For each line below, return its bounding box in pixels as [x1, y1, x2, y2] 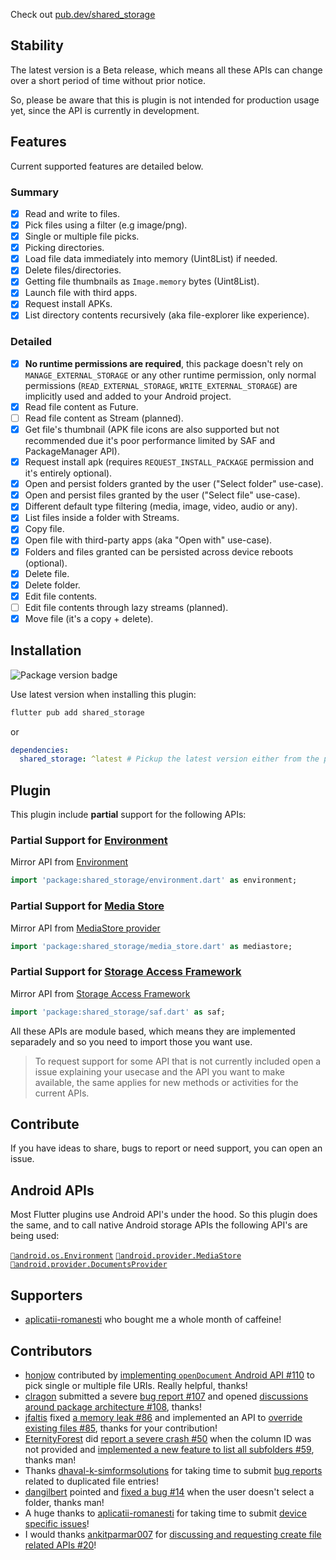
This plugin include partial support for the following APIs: [10, 809, 247, 821]
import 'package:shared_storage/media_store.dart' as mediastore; [10, 941, 293, 951]
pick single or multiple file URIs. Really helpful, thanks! [24, 1379, 248, 1391]
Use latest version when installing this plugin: [10, 688, 197, 700]
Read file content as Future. [24, 400, 139, 413]
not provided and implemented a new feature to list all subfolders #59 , [24, 1443, 315, 1455]
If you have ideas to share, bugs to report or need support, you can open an [10, 1142, 323, 1154]
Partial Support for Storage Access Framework [10, 965, 242, 979]
